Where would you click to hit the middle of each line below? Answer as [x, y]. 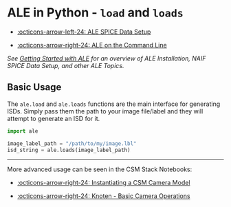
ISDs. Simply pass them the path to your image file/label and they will [105, 111]
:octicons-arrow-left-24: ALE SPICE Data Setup [84, 32]
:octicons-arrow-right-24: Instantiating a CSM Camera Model [103, 183]
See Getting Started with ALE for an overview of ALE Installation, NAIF [107, 58]
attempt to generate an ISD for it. [54, 118]
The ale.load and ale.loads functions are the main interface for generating [114, 104]
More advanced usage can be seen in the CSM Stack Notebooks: [100, 169]
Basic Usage [34, 87]
